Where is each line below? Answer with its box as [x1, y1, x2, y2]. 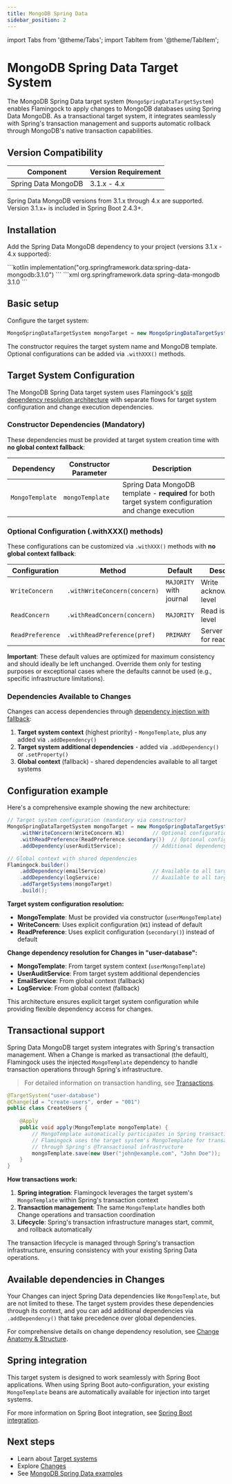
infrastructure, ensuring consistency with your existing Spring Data [7, 1246, 198, 1254]
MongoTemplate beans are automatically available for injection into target [7, 1388, 211, 1396]
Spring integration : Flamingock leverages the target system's [17, 1189, 193, 1197]
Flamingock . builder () [7, 861, 70, 868]
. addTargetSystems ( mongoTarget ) [19, 881, 113, 888]
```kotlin [7, 264, 29, 272]
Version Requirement [89, 167, 161, 177]
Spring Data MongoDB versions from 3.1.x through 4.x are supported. [7, 196, 204, 205]
